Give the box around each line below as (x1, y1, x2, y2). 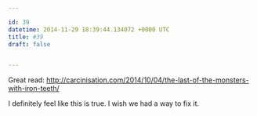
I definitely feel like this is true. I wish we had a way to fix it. (8, 99, 200, 108)
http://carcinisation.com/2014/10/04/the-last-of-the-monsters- (45, 75, 249, 85)
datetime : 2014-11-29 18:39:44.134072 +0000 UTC (8, 25, 170, 34)
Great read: (8, 75, 45, 85)
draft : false (8, 40, 51, 48)
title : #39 (8, 33, 44, 41)
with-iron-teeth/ (8, 84, 60, 93)
